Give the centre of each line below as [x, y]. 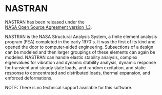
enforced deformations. [29, 78]
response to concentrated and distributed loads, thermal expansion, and [78, 73]
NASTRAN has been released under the [45, 22]
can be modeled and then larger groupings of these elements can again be [80, 52]
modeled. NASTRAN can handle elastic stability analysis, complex [71, 57]
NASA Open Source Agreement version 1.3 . [49, 27]
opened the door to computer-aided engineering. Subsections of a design [79, 47]
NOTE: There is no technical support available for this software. [69, 87]
